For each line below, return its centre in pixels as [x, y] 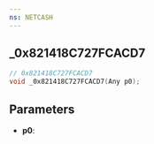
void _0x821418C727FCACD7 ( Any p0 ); [75, 82]
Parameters [42, 109]
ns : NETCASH [31, 17]
